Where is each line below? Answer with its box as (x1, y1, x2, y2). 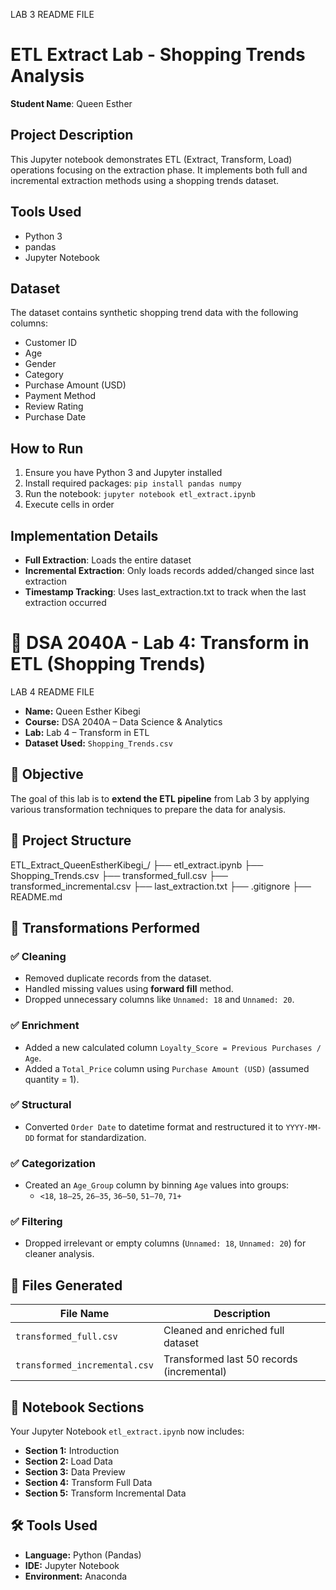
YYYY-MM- (285, 1122, 322, 1133)
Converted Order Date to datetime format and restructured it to (24, 1120, 284, 1133)
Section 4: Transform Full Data (24, 1477, 153, 1489)
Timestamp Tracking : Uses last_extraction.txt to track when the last (24, 586, 307, 598)
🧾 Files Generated (10, 1277, 123, 1294)
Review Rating (24, 400, 84, 413)
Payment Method (24, 390, 97, 402)
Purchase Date (24, 411, 87, 423)
